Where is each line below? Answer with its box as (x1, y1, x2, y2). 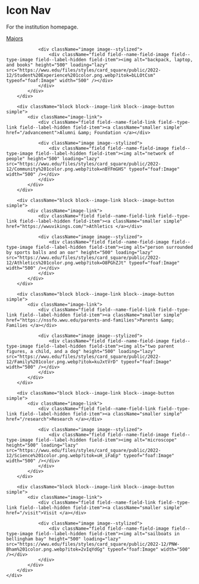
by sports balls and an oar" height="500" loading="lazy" (6, 249, 153, 255)
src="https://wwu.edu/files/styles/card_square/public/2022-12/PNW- (6, 541, 180, 547)
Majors (6, 35, 23, 42)
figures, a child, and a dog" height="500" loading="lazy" (6, 348, 156, 354)
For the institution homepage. (6, 23, 79, 30)
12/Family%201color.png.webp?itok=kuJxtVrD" (6, 358, 119, 365)
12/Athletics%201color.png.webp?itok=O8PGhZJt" (6, 260, 127, 266)
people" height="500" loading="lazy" (6, 155, 100, 161)
